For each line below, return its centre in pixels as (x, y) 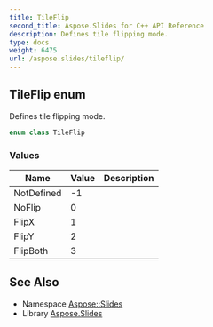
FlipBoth (31, 251)
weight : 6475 (33, 51)
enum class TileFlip (47, 132)
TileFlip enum (47, 95)
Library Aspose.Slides (62, 313)
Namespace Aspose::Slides (72, 304)
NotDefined (38, 193)
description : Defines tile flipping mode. (89, 34)
